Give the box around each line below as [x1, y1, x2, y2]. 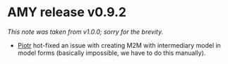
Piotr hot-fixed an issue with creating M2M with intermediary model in [17, 41, 221, 49]
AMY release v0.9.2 [7, 4, 127, 20]
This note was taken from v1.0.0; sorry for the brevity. [7, 27, 164, 36]
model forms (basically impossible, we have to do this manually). [17, 49, 206, 57]
